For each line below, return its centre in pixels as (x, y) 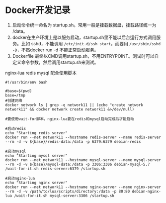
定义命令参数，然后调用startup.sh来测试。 (55, 62)
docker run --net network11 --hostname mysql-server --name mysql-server (83, 160)
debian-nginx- (147, 191)
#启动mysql (16, 151)
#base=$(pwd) (19, 91)
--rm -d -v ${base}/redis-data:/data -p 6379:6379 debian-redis (73, 142)
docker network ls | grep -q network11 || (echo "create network (74, 105)
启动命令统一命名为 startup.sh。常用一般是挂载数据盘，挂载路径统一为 (84, 25)
